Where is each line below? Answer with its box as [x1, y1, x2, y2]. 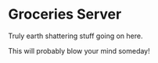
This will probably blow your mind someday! [8, 46, 150, 55]
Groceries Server [8, 5, 122, 23]
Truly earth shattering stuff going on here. [8, 31, 143, 40]
